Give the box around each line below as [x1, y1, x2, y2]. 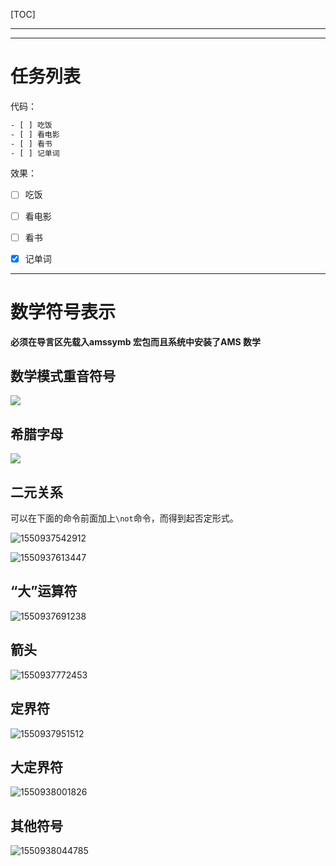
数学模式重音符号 [10, 368, 116, 385]
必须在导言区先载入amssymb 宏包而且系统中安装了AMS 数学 [10, 335, 261, 348]
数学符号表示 [10, 300, 117, 323]
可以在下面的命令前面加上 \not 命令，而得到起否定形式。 [10, 512, 239, 524]
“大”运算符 [10, 583, 78, 600]
